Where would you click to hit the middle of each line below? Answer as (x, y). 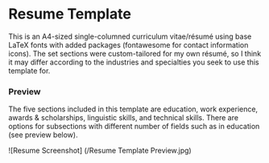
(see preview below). (43, 135)
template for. (29, 70)
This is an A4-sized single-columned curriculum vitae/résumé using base (130, 36)
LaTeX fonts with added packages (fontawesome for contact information (128, 44)
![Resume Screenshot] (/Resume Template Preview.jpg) (100, 151)
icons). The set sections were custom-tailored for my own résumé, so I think (135, 53)
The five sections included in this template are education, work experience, (133, 109)
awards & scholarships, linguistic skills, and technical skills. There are (124, 118)
